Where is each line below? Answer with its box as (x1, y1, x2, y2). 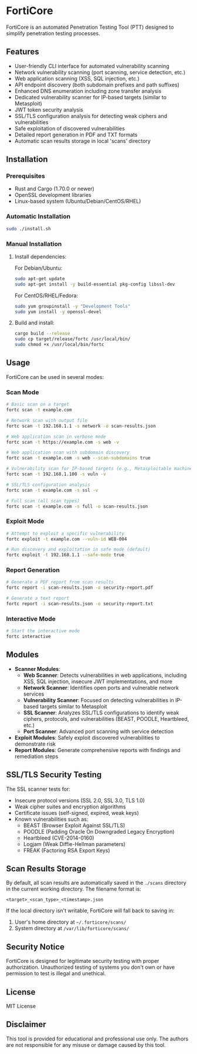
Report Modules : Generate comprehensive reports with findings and (14, 746, 181, 753)
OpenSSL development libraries (14, 192, 91, 199)
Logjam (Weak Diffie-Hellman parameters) (23, 840, 126, 847)
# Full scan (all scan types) (6, 498, 80, 503)
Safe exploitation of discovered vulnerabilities (14, 125, 125, 132)
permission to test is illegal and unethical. (6, 970, 106, 977)
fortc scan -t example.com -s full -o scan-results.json (6, 503, 148, 509)
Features (6, 47, 39, 57)
